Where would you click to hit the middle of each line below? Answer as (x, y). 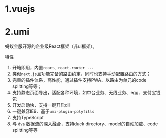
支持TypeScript (28, 118)
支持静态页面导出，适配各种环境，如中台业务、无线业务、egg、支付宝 (84, 93)
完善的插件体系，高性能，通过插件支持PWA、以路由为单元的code (79, 80)
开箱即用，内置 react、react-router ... (53, 68)
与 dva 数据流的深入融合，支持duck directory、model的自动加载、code (85, 124)
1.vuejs (20, 9)
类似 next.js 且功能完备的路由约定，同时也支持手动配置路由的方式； (81, 74)
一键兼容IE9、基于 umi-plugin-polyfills (53, 111)
